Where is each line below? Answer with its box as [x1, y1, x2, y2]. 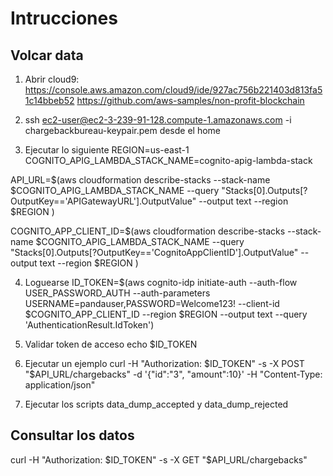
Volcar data [10, 47, 84, 64]
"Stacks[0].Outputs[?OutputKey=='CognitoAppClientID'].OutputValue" [10, 247, 299, 258]
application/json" [24, 379, 96, 391]
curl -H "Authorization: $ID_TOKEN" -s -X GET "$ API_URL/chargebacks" [10, 453, 308, 466]
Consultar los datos [10, 427, 135, 444]
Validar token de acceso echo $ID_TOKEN [24, 338, 198, 350]
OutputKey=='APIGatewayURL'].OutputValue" [10, 195, 197, 207]
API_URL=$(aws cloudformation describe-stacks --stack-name [10, 174, 271, 186]
